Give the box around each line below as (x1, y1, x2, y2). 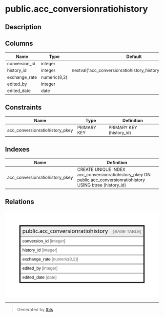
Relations (5, 198, 35, 206)
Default (126, 54, 142, 59)
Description (5, 23, 41, 31)
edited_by (7, 81, 27, 87)
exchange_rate (7, 74, 37, 80)
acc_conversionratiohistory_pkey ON (77, 172, 151, 178)
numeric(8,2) (41, 74, 68, 80)
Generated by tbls (17, 307, 54, 313)
